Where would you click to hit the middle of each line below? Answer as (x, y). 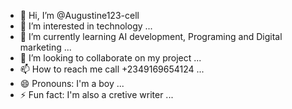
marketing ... (45, 47)
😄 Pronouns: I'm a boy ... (72, 83)
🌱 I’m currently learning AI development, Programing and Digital (151, 36)
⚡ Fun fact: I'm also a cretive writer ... (96, 94)
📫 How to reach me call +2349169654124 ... (112, 69)
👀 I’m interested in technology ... (86, 26)
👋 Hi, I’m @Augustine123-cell (79, 15)
